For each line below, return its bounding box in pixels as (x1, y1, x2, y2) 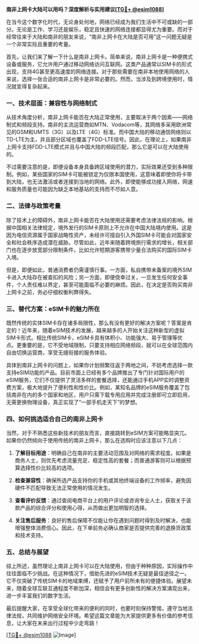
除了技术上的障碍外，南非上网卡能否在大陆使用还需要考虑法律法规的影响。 (6, 216, 188, 224)
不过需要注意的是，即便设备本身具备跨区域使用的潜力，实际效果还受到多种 (6, 163, 188, 171)
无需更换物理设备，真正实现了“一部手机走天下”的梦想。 (6, 398, 141, 406)
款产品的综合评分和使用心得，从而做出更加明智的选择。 (14, 504, 150, 512)
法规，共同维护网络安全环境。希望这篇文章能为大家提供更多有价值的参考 (11, 612, 188, 619)
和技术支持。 (14, 532, 46, 539)
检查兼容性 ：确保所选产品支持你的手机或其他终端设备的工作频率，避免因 (14, 477, 191, 484)
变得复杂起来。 (16, 83, 53, 90)
